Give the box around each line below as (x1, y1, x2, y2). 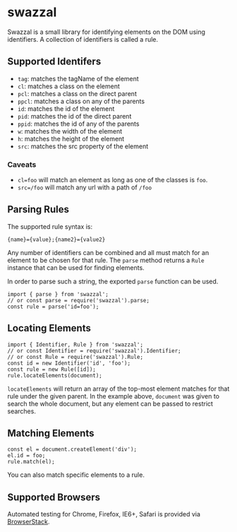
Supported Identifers (7, 56, 102, 68)
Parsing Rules (7, 203, 69, 215)
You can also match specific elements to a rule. (7, 471, 145, 479)
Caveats (7, 160, 37, 170)
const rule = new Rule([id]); (7, 365, 97, 373)
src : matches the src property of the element (17, 142, 149, 150)
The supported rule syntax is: (7, 222, 93, 230)
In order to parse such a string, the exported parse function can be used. (7, 277, 219, 285)
